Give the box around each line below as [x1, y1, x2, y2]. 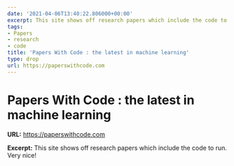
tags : [7, 23, 23, 30]
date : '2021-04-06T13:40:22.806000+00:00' [7, 10, 133, 17]
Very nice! [7, 151, 37, 159]
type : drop [7, 56, 39, 63]
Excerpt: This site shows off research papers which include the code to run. [7, 144, 228, 152]
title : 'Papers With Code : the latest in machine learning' [7, 50, 190, 56]
